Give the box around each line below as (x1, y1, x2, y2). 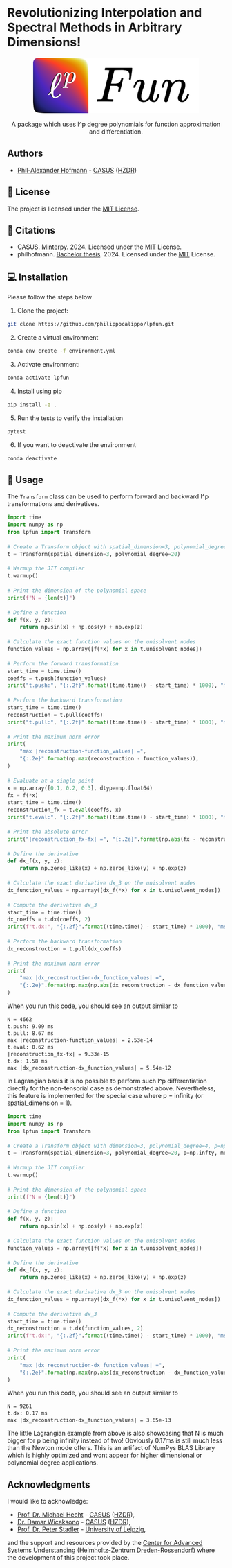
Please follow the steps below (7, 293, 93, 302)
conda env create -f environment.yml (7, 348, 116, 355)
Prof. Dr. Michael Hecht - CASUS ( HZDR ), (17, 1510, 135, 1519)
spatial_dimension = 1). (7, 1099, 72, 1107)
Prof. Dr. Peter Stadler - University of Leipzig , (17, 1525, 146, 1533)
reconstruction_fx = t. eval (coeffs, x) (7, 806, 122, 814)
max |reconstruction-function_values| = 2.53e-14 (7, 1037, 153, 1044)
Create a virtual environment (17, 333, 99, 342)
